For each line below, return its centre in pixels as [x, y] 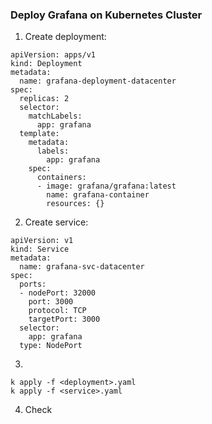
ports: [33, 284]
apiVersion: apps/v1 [53, 55]
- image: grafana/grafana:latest [106, 186]
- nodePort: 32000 [58, 293]
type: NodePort [51, 346]
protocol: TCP [57, 311]
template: [39, 134]
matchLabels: [55, 116]
